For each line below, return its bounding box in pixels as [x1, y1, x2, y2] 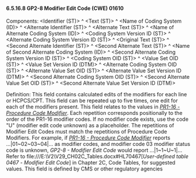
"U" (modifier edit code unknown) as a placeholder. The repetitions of [6, 122, 174, 129]
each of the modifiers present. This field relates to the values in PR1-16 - [6, 103, 180, 110]
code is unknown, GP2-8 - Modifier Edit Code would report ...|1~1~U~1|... [6, 146, 183, 154]
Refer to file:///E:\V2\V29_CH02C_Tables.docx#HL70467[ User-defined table [6, 153, 189, 160]
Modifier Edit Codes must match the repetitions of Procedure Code [6, 128, 167, 135]
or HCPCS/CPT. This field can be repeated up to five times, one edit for [6, 97, 178, 104]
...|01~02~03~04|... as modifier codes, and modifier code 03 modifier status [6, 141, 191, 148]
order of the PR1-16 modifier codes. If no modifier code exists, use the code [6, 116, 189, 123]
